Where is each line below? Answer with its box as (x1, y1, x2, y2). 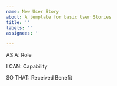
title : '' (6, 19, 31, 25)
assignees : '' (6, 30, 41, 36)
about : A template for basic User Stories (6, 14, 112, 20)
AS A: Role (6, 51, 32, 59)
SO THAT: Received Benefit (6, 74, 72, 81)
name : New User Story (6, 8, 59, 15)
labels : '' (6, 25, 33, 31)
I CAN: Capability (6, 63, 48, 70)
